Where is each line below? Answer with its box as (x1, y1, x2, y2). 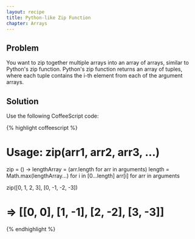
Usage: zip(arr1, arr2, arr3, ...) (6, 146, 160, 159)
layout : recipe (6, 9, 45, 15)
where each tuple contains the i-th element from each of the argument (6, 72, 183, 79)
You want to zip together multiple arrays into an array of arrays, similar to (6, 59, 190, 66)
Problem (6, 43, 39, 53)
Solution (6, 96, 39, 107)
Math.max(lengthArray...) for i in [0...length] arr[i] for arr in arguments (6, 172, 180, 179)
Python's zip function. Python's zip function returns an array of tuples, (6, 65, 183, 73)
